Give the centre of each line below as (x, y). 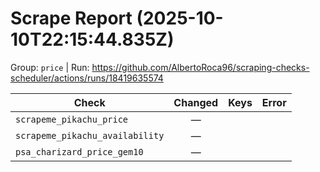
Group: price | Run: (50, 67)
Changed (196, 102)
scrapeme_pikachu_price (72, 119)
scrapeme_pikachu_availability (90, 135)
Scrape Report (71, 18)
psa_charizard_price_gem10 (79, 151)
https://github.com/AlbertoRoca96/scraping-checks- (200, 67)
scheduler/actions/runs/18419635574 (87, 78)
